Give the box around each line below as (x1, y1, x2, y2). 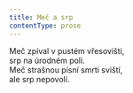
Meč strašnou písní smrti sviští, (9, 64, 123, 75)
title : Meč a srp (9, 12, 74, 22)
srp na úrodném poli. (9, 55, 86, 66)
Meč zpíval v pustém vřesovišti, (9, 45, 125, 56)
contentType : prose (9, 21, 82, 30)
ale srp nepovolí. (9, 74, 70, 84)
